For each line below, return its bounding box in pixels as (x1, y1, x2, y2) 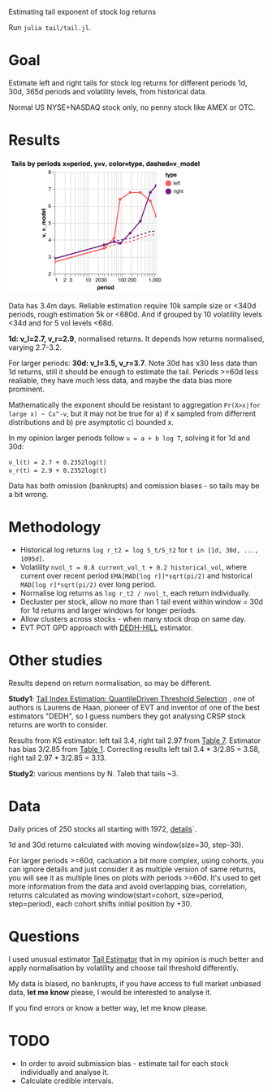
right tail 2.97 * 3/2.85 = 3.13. (8, 753, 107, 762)
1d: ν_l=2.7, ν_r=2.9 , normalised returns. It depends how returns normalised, (8, 334, 265, 343)
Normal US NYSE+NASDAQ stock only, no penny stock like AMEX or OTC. (8, 102, 256, 112)
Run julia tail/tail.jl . (8, 23, 92, 32)
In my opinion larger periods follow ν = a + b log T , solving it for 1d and (8, 433, 250, 443)
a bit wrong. (8, 489, 49, 499)
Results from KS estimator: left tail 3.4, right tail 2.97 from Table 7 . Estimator (8, 736, 261, 745)
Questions (8, 927, 80, 946)
